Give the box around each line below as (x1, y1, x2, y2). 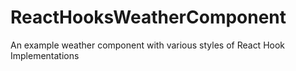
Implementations (10, 49, 80, 61)
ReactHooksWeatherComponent (10, 6, 287, 29)
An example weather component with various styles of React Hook (10, 39, 286, 51)
